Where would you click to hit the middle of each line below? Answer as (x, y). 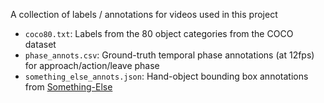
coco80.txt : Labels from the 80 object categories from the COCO (159, 33)
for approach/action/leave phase (92, 65)
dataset (40, 44)
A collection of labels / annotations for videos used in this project (144, 14)
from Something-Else (68, 87)
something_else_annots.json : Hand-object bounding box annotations (166, 76)
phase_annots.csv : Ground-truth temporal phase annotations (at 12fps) (169, 55)
